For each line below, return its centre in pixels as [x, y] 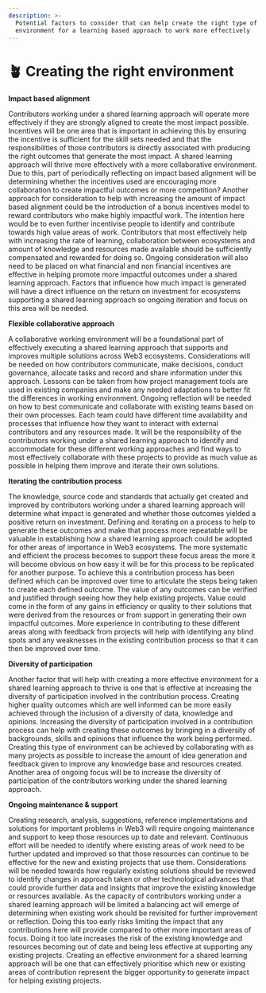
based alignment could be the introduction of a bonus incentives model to [129, 207]
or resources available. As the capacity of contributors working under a [125, 896]
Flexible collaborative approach [62, 324]
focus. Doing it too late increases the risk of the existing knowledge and [125, 938]
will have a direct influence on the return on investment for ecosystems [124, 292]
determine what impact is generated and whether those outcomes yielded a [132, 514]
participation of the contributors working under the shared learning [118, 781]
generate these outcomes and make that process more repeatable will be [128, 530]
